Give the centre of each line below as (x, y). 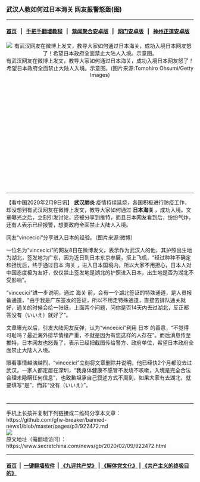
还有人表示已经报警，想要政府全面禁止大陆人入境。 (69, 224)
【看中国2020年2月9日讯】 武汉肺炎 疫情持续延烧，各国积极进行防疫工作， (98, 202)
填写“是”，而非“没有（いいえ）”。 (51, 385)
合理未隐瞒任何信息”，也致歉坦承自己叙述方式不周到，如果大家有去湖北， (96, 378)
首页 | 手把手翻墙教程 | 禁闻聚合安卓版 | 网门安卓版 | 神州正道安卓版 (98, 31)
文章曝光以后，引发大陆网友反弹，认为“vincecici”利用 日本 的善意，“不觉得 (98, 327)
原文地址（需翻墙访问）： (36, 439)
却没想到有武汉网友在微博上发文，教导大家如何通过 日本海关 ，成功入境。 (96, 209)
